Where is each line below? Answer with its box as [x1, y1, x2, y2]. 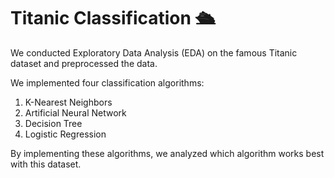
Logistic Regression [24, 128, 107, 140]
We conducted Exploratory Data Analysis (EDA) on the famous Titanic [10, 46, 298, 59]
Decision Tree [24, 117, 83, 129]
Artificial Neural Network [24, 106, 127, 119]
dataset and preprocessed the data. [10, 57, 158, 69]
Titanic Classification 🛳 [10, 7, 216, 30]
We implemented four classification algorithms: [10, 76, 205, 89]
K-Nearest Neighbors [24, 96, 113, 108]
